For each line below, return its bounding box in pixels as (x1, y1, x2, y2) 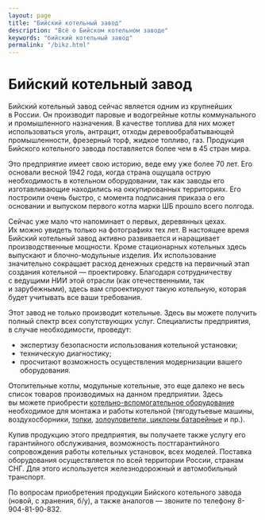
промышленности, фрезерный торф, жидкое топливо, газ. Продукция (8, 136, 244, 145)
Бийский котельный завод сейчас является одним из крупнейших (8, 102, 232, 111)
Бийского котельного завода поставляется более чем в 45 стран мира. (8, 144, 252, 153)
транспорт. (8, 472, 46, 482)
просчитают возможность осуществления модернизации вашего (19, 357, 243, 367)
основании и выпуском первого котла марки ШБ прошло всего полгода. (8, 202, 255, 211)
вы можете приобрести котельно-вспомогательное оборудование (8, 398, 235, 407)
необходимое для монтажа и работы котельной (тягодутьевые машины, (8, 406, 255, 416)
